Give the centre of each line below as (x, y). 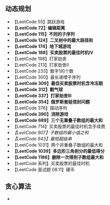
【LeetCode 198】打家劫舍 (39, 59)
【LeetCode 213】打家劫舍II (40, 65)
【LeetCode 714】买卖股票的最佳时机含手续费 (59, 126)
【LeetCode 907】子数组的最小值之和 (50, 133)
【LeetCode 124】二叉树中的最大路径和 (53, 40)
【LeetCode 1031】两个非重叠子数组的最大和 (57, 145)
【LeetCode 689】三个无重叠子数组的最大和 (57, 120)
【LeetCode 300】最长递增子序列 (46, 77)
